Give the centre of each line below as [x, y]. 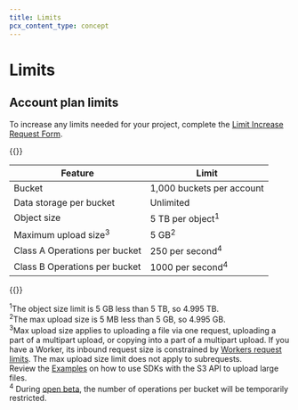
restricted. [28, 398]
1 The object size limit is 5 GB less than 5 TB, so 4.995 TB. [114, 307]
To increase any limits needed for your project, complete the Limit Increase [146, 124]
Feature [78, 173]
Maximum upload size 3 [62, 234]
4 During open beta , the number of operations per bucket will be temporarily [149, 388]
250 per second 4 [186, 250]
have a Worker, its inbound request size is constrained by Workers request [145, 349]
